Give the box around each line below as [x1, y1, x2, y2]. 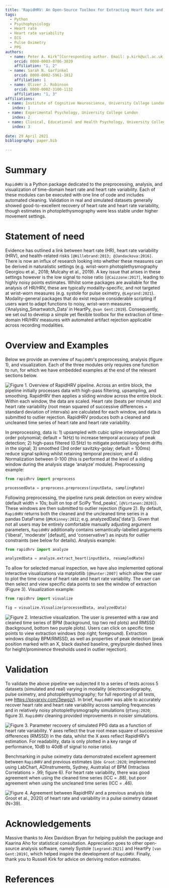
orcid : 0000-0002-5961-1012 [14, 73, 73, 78]
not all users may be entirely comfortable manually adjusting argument [5, 521, 151, 527]
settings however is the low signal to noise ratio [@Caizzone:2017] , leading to [5, 274, 164, 280]
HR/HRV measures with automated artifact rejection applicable [22, 317, 152, 323]
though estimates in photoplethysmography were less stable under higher [5, 208, 158, 214]
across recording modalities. [5, 322, 64, 328]
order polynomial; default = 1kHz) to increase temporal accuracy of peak [5, 434, 156, 440]
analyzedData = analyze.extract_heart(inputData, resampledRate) [5, 556, 145, 561]
